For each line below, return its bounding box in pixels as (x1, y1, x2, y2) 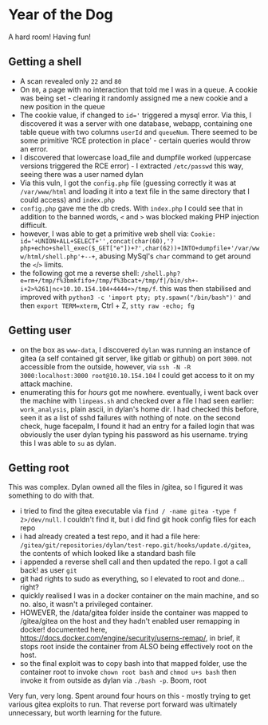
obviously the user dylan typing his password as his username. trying (19, 429, 249, 439)
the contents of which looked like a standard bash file (19, 549, 196, 558)
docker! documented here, (19, 625, 108, 635)
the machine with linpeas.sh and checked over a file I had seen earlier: (19, 396, 254, 405)
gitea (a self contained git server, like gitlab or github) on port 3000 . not (19, 353, 253, 363)
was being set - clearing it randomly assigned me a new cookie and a (19, 93, 249, 103)
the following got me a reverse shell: (19, 268, 140, 278)
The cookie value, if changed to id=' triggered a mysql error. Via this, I (19, 110, 252, 120)
